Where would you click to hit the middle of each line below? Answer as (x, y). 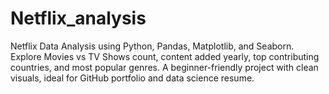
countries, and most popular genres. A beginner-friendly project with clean (164, 67)
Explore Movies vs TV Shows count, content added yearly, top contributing (165, 56)
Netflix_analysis (78, 18)
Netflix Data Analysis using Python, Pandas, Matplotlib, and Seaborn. (152, 46)
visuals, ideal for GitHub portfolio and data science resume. (132, 78)
